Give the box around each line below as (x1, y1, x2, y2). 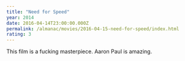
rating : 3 (6, 31, 32, 37)
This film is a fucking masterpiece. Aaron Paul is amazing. (6, 48, 153, 55)
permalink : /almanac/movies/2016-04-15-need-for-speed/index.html (6, 25, 179, 32)
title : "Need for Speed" (6, 8, 70, 15)
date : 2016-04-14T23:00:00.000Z (6, 20, 89, 26)
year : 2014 (6, 14, 34, 21)
